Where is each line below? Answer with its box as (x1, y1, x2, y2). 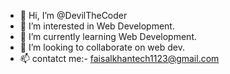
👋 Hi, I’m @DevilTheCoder (19, 10, 128, 21)
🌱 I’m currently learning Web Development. (19, 31, 197, 42)
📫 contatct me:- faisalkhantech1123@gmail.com (19, 53, 220, 64)
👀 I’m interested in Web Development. (19, 20, 175, 32)
